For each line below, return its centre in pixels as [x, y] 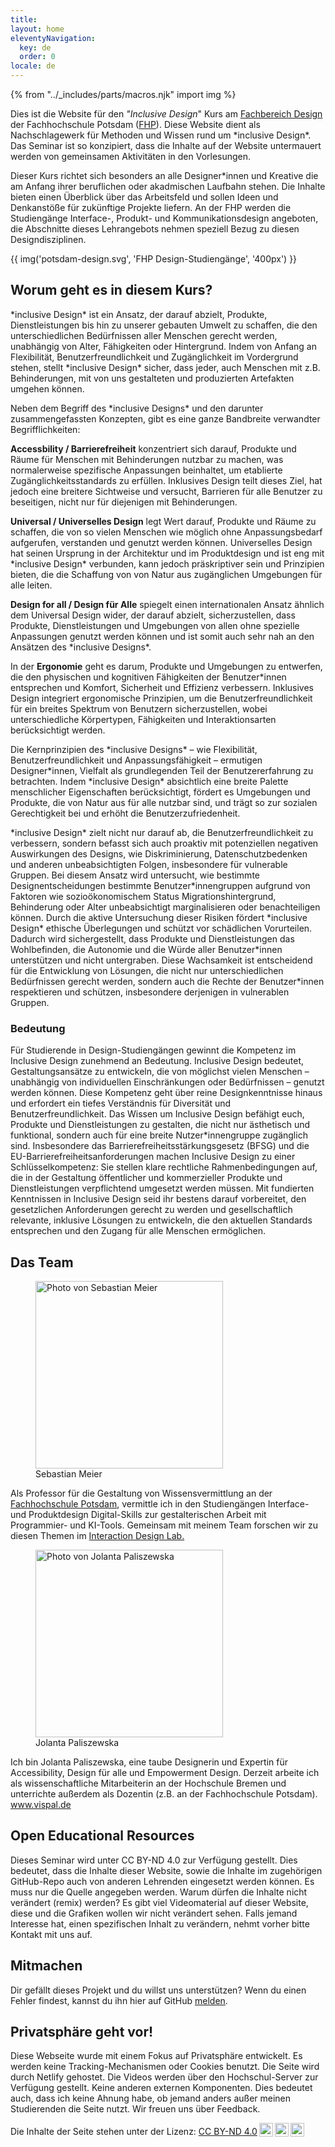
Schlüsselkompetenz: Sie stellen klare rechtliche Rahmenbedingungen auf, [164, 1167]
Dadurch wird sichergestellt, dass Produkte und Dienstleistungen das [152, 938]
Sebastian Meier [69, 1473]
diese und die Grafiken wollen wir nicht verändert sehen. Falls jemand [154, 1913]
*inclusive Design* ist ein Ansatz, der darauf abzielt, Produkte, [139, 314]
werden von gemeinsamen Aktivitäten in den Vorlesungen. [131, 156]
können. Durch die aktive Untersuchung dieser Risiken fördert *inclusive [159, 917]
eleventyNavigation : [53, 38]
